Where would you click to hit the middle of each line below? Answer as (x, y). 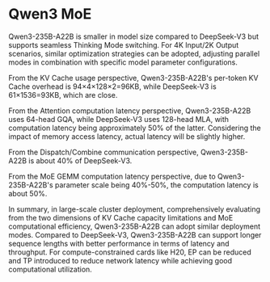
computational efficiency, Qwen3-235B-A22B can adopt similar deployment (135, 226)
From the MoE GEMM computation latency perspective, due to (112, 176)
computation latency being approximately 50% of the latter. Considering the (135, 128)
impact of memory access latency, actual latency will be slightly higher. (127, 136)
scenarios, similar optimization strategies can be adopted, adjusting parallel (134, 53)
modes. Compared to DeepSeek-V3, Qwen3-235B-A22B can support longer (135, 234)
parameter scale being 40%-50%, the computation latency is (157, 185)
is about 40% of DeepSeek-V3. (80, 160)
